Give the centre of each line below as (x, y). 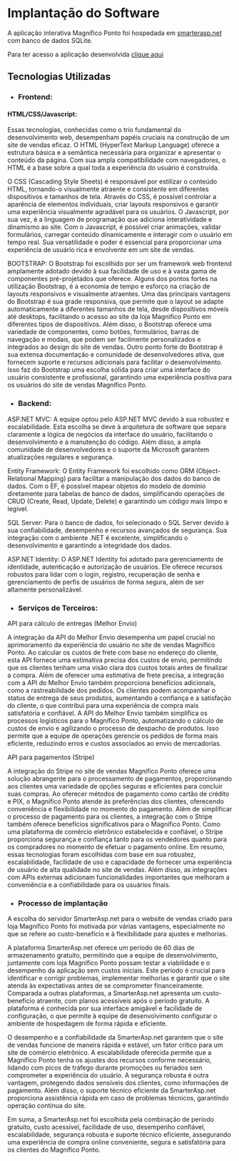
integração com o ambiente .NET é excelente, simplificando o (98, 537)
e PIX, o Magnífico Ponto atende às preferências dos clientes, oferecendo (116, 801)
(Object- (208, 471)
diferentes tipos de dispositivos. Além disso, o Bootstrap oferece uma (110, 324)
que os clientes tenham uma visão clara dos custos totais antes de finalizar (118, 668)
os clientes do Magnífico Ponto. (54, 1150)
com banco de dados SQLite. (50, 40)
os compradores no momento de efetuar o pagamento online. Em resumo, (116, 847)
